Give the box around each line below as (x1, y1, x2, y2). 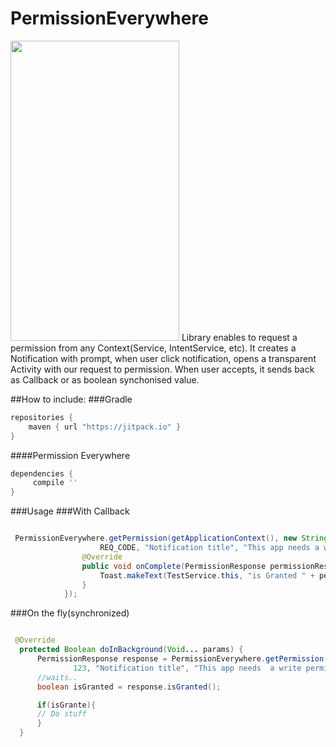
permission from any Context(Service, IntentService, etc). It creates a (10, 342, 297, 354)
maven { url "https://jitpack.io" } (28, 422, 182, 432)
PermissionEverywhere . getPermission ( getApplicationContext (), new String (14, 533, 329, 544)
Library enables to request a (181, 331, 298, 343)
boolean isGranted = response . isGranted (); (36, 682, 222, 692)
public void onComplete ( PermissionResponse (81, 561, 267, 571)
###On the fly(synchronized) (10, 607, 130, 619)
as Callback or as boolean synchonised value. (10, 373, 200, 386)
